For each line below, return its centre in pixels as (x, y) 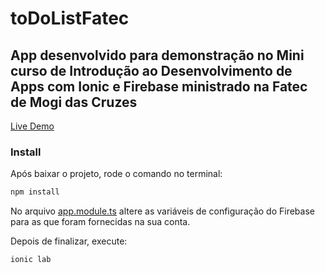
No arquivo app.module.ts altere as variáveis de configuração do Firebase (162, 211)
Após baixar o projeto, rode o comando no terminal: (116, 174)
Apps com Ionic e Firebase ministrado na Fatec (159, 86)
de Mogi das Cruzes (74, 102)
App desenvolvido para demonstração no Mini (157, 55)
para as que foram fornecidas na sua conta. (100, 222)
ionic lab (31, 260)
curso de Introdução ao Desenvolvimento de (151, 70)
